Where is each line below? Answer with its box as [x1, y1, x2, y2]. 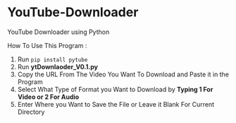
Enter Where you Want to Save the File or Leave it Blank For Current [17, 100, 215, 108]
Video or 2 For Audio [17, 93, 80, 101]
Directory [17, 107, 45, 116]
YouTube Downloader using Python [7, 28, 110, 36]
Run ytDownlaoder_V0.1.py [17, 62, 99, 71]
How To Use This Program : [7, 41, 87, 49]
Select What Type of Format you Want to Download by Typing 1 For [17, 85, 213, 93]
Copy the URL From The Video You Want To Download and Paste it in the [17, 70, 230, 78]
